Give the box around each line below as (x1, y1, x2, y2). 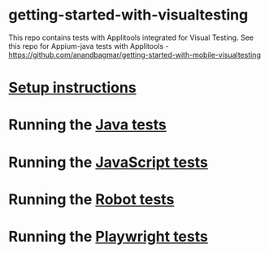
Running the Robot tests (8, 190, 175, 208)
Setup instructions (8, 79, 137, 97)
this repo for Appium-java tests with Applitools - (8, 41, 169, 50)
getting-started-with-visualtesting (8, 6, 249, 24)
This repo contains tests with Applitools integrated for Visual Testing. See (8, 33, 254, 42)
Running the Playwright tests (8, 227, 209, 246)
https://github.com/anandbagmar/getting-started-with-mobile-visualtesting (8, 50, 262, 59)
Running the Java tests (8, 116, 167, 134)
